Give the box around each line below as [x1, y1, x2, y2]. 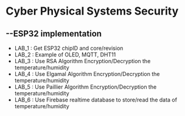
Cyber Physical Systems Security [5, 4, 179, 18]
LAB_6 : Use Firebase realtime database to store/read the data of [14, 96, 178, 103]
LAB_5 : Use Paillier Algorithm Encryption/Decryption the [14, 83, 157, 90]
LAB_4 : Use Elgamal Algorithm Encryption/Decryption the [14, 70, 160, 77]
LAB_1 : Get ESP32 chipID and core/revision [14, 44, 124, 52]
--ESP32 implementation [5, 29, 102, 39]
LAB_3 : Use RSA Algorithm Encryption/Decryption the [14, 58, 151, 64]
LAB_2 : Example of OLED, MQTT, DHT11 [14, 51, 116, 58]
